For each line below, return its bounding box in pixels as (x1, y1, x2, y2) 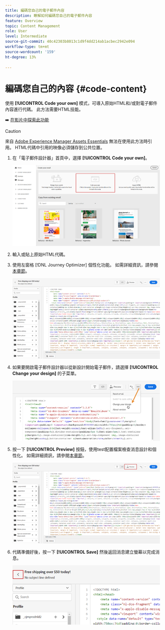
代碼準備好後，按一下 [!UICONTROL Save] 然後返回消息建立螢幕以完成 (12, 549, 156, 555)
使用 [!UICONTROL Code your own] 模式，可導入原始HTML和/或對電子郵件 (5, 100, 158, 106)
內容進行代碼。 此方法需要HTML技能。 (5, 106, 83, 113)
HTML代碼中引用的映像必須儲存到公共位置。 (14, 145, 105, 150)
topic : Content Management (5, 24, 60, 29)
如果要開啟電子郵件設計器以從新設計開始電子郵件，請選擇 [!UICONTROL (12, 364, 159, 370)
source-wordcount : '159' (5, 49, 56, 54)
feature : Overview (5, 18, 43, 23)
